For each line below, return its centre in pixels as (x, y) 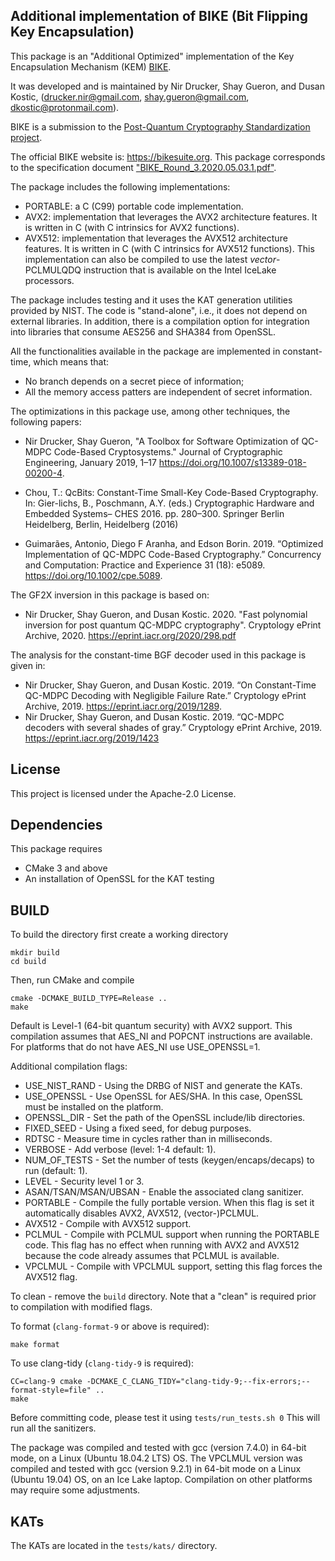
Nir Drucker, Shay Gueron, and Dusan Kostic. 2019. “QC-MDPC (154, 716)
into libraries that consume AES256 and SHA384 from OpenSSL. (143, 331)
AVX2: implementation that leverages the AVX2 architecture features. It (171, 216)
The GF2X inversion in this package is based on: (110, 595)
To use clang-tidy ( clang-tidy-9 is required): (102, 1363)
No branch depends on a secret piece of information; (134, 381)
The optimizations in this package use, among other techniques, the (150, 411)
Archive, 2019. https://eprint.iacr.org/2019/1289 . (123, 706)
